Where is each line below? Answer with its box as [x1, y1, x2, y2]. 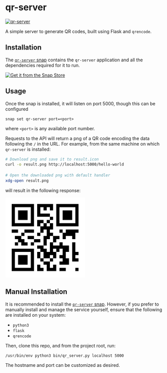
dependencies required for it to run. [5, 62, 80, 68]
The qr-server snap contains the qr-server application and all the [5, 57, 143, 63]
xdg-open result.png [5, 178, 49, 183]
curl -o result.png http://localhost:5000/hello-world [5, 162, 124, 167]
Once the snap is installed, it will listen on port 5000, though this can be [5, 100, 156, 106]
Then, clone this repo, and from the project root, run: [5, 342, 116, 348]
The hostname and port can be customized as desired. [5, 362, 120, 368]
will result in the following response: [5, 187, 81, 193]
